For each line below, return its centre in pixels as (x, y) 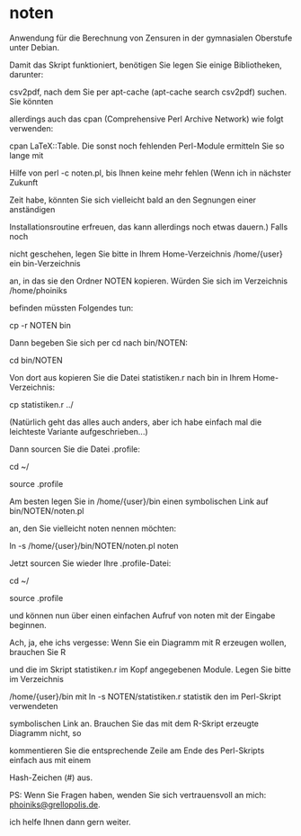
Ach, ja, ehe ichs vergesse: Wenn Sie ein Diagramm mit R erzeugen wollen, (148, 643)
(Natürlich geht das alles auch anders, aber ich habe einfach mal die (136, 422)
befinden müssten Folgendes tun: (71, 308)
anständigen (32, 209)
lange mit (27, 155)
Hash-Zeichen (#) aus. (51, 778)
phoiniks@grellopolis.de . (55, 805)
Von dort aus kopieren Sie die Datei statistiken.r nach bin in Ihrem (130, 377)
